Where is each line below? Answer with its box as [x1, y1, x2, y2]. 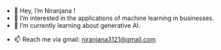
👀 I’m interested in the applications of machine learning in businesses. [13, 14, 214, 22]
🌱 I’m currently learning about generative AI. [13, 22, 140, 29]
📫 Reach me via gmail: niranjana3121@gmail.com [13, 35, 156, 43]
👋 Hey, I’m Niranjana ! [13, 7, 76, 15]
